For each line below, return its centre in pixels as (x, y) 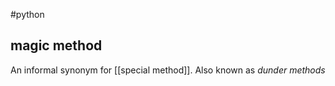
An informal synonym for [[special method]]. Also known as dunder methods (168, 70)
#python (27, 14)
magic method (56, 45)
